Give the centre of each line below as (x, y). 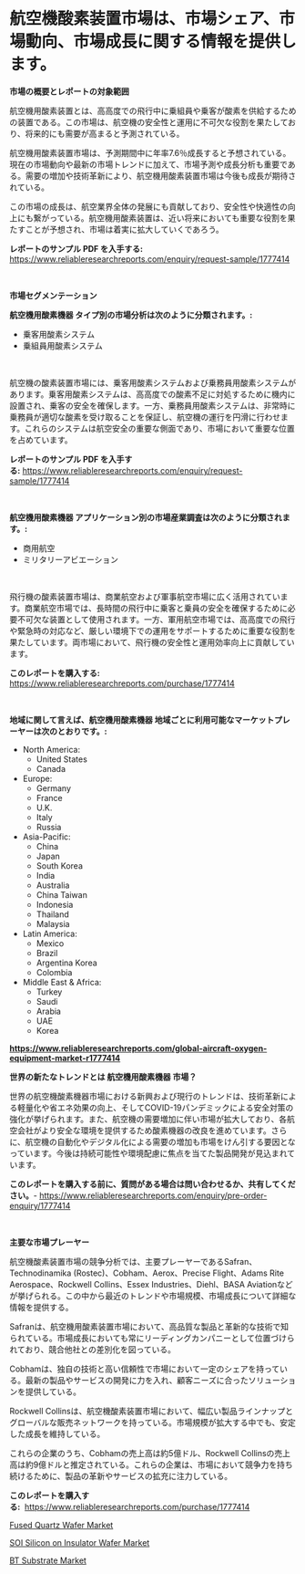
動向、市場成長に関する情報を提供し (162, 42)
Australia (53, 885)
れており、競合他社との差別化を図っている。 (92, 1349)
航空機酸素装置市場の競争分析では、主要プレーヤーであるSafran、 (133, 1261)
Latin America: (50, 933)
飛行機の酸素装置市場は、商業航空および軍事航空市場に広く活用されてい (145, 596)
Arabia (49, 1011)
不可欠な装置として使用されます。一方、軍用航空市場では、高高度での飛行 (156, 619)
